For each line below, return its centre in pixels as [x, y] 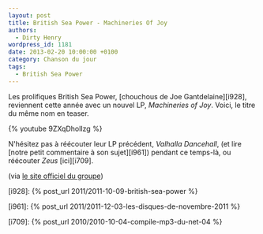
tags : [17, 67]
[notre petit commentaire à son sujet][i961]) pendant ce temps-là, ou [120, 152]
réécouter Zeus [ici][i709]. [51, 160]
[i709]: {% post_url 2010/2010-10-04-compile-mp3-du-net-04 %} [115, 221]
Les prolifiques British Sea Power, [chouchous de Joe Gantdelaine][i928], [128, 96]
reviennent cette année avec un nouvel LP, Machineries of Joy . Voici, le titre [132, 105]
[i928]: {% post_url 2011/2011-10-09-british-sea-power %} [103, 191]
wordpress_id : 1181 [40, 45]
